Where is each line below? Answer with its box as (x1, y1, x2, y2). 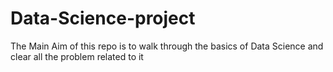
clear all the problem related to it (10, 50, 144, 62)
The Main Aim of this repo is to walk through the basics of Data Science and (10, 40, 324, 52)
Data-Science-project (10, 7, 196, 30)
